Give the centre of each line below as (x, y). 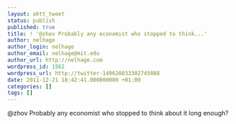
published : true (31, 27)
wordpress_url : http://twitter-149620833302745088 (84, 73)
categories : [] (30, 86)
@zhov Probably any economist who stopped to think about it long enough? (118, 113)
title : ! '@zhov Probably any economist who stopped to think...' (107, 34)
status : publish (31, 21)
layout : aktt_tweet (36, 14)
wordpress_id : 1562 (36, 67)
